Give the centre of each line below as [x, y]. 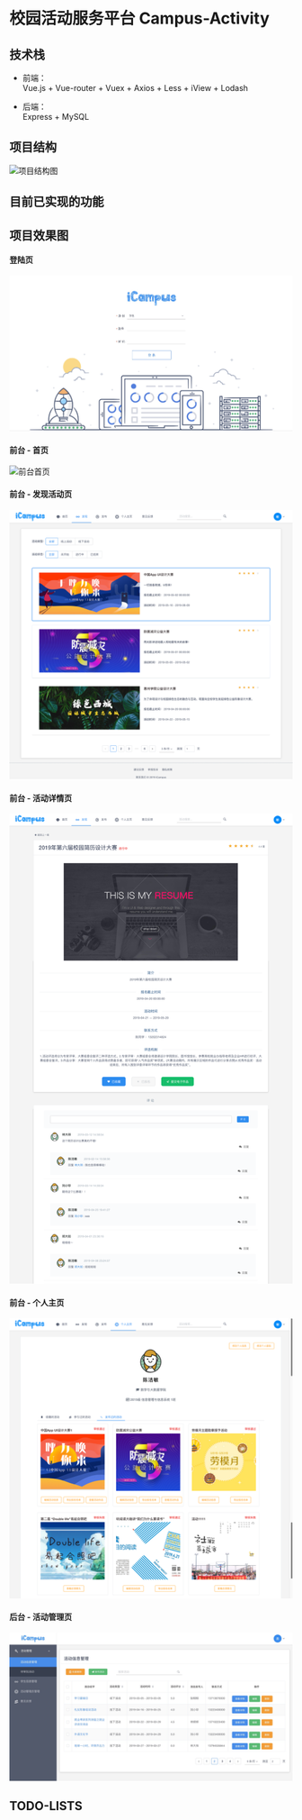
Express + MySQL [56, 117]
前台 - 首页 [29, 450]
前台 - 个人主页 [37, 1302]
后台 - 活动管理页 [41, 1617]
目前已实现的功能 [57, 202]
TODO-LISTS [46, 1806]
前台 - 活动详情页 [41, 797]
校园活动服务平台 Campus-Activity [139, 18]
